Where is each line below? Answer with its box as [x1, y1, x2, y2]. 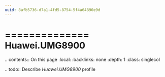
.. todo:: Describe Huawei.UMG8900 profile [5, 66, 96, 72]
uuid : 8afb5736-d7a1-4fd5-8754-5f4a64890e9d [5, 7, 101, 13]
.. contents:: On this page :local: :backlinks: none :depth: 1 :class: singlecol [5, 56, 160, 62]
